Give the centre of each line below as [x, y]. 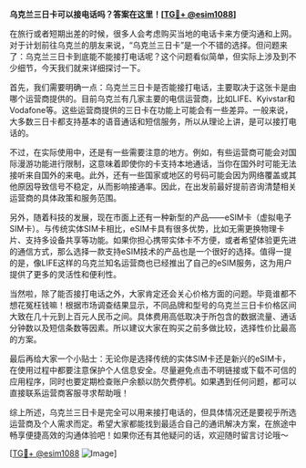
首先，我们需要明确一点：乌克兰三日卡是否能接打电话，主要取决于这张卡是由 [153, 87]
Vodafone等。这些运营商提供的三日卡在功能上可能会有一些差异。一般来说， [151, 110]
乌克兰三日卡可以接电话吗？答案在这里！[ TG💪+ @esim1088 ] [123, 14]
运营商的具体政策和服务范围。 [65, 198]
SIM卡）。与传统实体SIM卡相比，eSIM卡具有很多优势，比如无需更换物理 [143, 229]
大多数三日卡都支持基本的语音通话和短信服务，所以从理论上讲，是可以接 [145, 121]
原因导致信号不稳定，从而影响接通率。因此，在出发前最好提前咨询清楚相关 [157, 187]
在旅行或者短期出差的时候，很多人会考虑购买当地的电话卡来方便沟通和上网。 [153, 34]
